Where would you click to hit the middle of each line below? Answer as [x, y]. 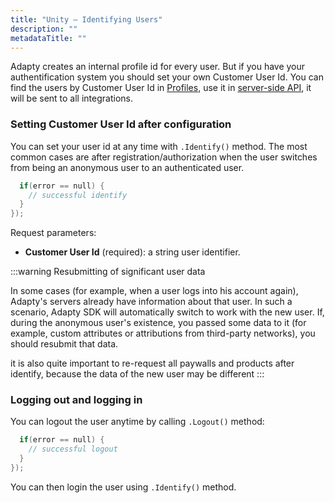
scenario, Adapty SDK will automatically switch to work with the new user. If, [167, 312]
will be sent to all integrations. [71, 98]
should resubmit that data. [64, 344]
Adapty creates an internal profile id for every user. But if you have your [158, 67]
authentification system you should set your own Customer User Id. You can [167, 77]
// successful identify [78, 195]
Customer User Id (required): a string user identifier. [132, 252]
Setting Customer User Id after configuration [121, 124]
